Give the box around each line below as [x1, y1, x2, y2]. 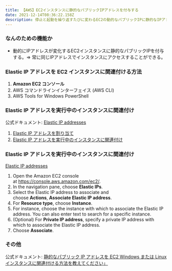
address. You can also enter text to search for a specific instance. [12, 211, 152, 217]
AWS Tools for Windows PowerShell [12, 93, 89, 99]
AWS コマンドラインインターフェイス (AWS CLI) [12, 87, 114, 93]
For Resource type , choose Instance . [12, 200, 93, 206]
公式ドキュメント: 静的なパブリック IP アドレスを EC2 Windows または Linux [5, 254, 167, 260]
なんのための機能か [5, 35, 53, 42]
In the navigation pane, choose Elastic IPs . [12, 183, 103, 190]
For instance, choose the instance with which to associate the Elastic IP [12, 205, 164, 211]
